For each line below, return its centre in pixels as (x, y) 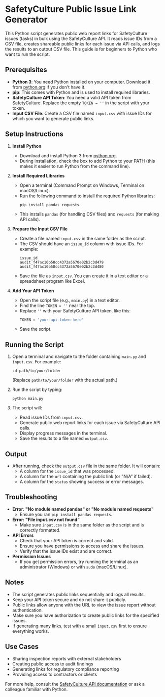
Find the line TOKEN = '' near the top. (57, 305)
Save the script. (35, 329)
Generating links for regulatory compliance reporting (66, 669)
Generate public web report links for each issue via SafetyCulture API (90, 423)
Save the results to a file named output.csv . (64, 438)
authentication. (27, 610)
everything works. (31, 631)
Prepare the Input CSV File (40, 229)
